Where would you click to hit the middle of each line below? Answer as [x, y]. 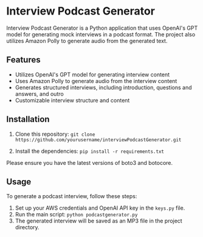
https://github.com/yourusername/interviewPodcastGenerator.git [98, 140]
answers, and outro [39, 94]
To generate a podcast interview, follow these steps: [72, 196]
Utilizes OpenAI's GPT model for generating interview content [92, 75]
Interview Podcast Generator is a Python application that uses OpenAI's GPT [102, 28]
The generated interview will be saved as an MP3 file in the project [98, 221]
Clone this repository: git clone [55, 134]
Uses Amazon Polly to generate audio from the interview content [96, 81]
